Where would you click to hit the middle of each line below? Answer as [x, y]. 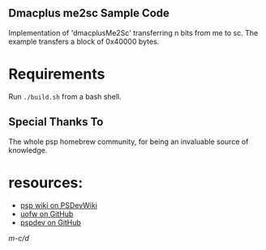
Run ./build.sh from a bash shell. [65, 96]
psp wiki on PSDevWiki [58, 205]
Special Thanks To [56, 122]
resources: [46, 182]
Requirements [57, 74]
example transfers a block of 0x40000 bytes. [84, 41]
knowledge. [28, 150]
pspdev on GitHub [50, 222]
